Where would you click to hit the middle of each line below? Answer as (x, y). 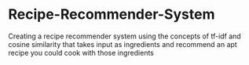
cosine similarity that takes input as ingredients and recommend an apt (123, 44)
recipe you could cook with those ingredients (81, 52)
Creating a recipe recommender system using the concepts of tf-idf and (124, 36)
